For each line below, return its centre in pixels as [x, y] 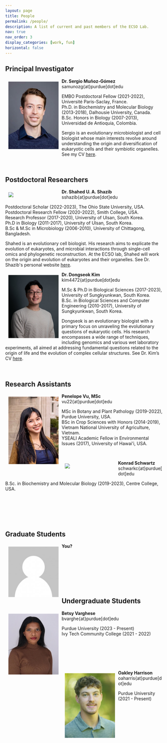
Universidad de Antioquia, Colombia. [100, 123]
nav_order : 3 [19, 37]
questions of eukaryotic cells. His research [106, 332]
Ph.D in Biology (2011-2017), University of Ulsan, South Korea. [69, 223]
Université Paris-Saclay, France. [95, 101]
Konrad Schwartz [137, 463]
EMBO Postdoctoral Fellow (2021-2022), [103, 96]
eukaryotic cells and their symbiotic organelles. [111, 149]
